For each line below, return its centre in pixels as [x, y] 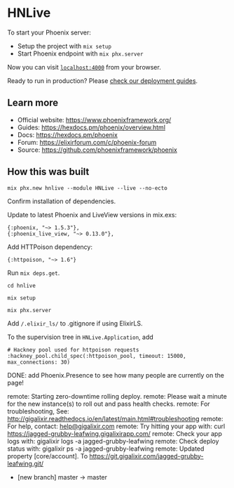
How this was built [48, 172]
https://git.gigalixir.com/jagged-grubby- [147, 456]
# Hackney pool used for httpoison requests [73, 349]
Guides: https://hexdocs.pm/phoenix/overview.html [91, 127]
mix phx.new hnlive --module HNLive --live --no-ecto [88, 188]
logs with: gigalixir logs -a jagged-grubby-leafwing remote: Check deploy [113, 441]
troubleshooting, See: [39, 411]
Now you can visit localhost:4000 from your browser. [84, 67]
